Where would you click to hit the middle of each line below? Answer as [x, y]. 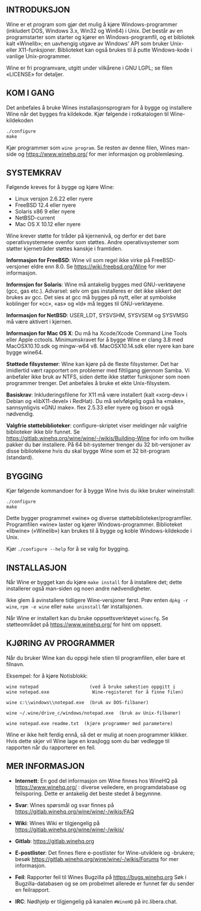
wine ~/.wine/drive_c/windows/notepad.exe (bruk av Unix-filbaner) [94, 713]
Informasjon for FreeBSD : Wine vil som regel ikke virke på [78, 260]
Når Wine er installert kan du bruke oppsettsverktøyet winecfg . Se [87, 618]
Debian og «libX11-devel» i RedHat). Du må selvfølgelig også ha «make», [96, 401]
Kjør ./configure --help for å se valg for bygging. [68, 549]
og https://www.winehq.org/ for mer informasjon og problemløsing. [101, 154]
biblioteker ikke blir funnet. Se [43, 432]
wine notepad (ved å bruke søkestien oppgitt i [91, 687]
